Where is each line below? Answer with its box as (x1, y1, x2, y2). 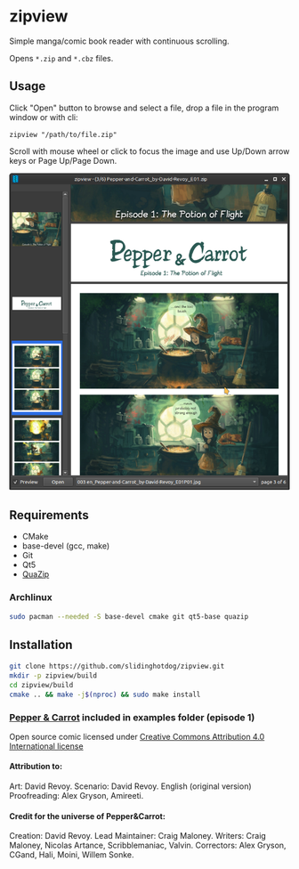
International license (9, 741, 84, 751)
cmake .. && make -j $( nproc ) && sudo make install (9, 690, 201, 699)
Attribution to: (9, 761, 63, 772)
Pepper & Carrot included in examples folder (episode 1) (9, 711, 255, 723)
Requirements (9, 508, 89, 523)
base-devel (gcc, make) (21, 540, 110, 551)
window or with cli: (9, 111, 78, 122)
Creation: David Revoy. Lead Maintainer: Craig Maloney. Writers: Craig (9, 831, 267, 841)
